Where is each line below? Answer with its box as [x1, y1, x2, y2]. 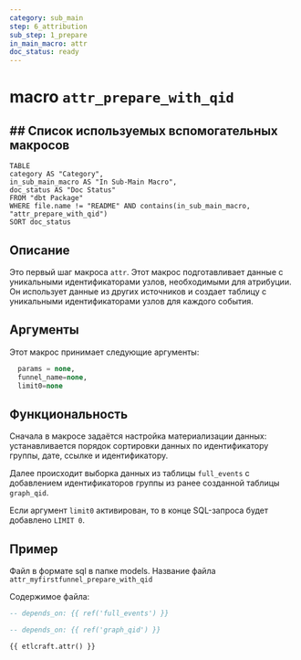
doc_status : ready [9, 48, 79, 57]
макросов [9, 137, 70, 153]
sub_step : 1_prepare [9, 30, 88, 39]
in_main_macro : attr [9, 38, 88, 48]
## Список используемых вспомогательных [9, 122, 278, 138]
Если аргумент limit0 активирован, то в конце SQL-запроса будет [9, 505, 269, 516]
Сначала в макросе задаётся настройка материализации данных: [9, 431, 267, 442]
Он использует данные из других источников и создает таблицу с [9, 285, 267, 297]
